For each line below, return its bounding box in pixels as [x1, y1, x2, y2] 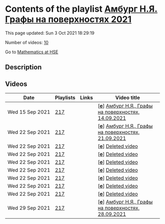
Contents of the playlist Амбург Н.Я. [5, 3, 158, 15]
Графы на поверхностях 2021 [5, 14, 132, 25]
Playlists [55, 94, 76, 101]
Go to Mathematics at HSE [5, 49, 58, 55]
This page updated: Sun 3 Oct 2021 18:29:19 [5, 30, 95, 36]
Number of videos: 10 [5, 39, 49, 45]
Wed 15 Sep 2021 [7, 109, 51, 115]
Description [5, 63, 42, 71]
